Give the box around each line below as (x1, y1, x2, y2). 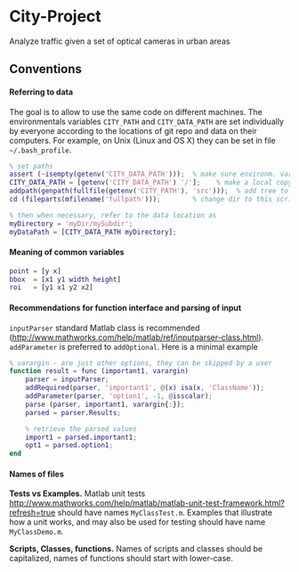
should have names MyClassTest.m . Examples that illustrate (57, 507, 273, 518)
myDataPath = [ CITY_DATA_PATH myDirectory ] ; (9, 228, 177, 236)
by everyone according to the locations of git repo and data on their (9, 125, 258, 136)
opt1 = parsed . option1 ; (25, 441, 114, 450)
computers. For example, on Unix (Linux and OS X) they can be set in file (9, 135, 276, 145)
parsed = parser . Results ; (25, 408, 122, 417)
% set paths (9, 162, 53, 170)
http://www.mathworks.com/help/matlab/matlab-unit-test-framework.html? (9, 498, 285, 509)
